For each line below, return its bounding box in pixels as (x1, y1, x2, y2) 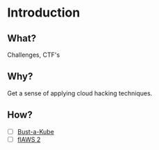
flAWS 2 (17, 135, 41, 143)
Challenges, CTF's (7, 50, 60, 59)
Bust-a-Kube (17, 127, 54, 135)
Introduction (7, 5, 81, 21)
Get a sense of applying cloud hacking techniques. (7, 88, 153, 97)
